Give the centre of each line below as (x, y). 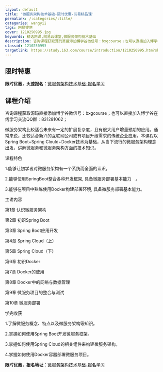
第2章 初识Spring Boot (27, 220)
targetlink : (17, 50)
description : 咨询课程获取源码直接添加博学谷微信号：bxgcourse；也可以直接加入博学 (81, 41)
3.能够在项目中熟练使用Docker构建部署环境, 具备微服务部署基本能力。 (75, 189)
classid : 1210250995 (26, 46)
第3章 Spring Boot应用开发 (32, 230)
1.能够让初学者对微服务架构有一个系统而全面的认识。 (57, 169)
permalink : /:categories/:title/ (39, 18)
